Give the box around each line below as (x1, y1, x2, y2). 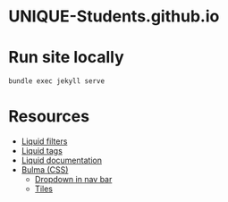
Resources (8, 106, 90, 127)
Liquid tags (21, 146, 63, 156)
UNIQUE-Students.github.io (8, 6, 220, 27)
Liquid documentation (21, 155, 102, 166)
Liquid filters (21, 136, 68, 147)
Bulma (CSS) (21, 164, 69, 175)
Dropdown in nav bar (34, 174, 113, 185)
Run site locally (8, 47, 124, 68)
